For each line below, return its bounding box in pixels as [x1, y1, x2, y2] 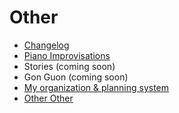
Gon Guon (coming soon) [23, 71, 129, 83]
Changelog [23, 39, 70, 51]
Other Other [23, 92, 74, 104]
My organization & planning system [23, 81, 170, 93]
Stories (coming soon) [23, 60, 116, 72]
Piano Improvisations [23, 49, 111, 61]
